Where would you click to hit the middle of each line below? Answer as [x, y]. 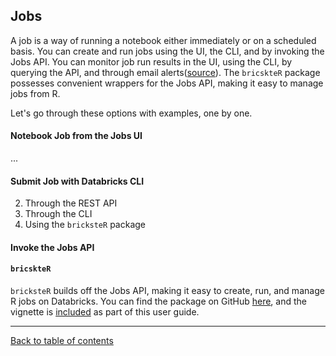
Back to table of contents [62, 341]
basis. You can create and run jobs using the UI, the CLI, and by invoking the [167, 51]
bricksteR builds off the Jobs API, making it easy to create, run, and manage [167, 291]
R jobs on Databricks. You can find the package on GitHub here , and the [158, 301]
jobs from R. [35, 93]
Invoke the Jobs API [52, 247]
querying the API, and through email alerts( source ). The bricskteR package [165, 72]
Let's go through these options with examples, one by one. [131, 113]
